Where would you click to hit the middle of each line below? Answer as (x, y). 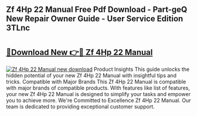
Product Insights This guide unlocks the (141, 69)
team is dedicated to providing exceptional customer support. (81, 107)
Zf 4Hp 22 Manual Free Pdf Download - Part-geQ (97, 10)
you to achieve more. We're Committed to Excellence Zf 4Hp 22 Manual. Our (98, 100)
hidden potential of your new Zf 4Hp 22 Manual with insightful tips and (91, 75)
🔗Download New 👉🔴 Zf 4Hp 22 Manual (79, 52)
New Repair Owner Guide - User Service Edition (95, 19)
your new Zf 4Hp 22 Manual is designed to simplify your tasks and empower (98, 94)
